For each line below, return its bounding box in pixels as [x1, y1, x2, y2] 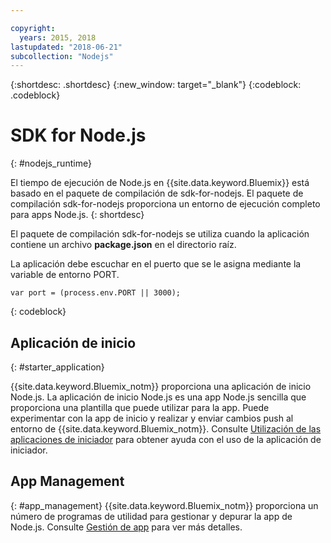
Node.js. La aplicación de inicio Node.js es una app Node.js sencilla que [10, 391, 307, 403]
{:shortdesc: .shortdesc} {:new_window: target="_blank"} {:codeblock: [10, 79, 302, 91]
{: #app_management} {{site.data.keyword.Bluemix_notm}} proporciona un [10, 499, 319, 511]
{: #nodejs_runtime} [10, 157, 92, 170]
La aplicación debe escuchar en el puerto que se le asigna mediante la [10, 258, 302, 270]
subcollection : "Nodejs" [10, 51, 114, 61]
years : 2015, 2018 [19, 32, 97, 43]
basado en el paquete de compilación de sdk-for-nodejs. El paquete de [10, 187, 304, 200]
